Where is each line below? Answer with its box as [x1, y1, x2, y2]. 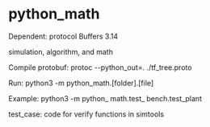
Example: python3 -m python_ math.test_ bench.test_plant [8, 93, 202, 103]
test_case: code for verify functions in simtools [8, 109, 164, 119]
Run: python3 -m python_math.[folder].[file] [8, 78, 154, 88]
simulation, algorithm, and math [8, 47, 113, 56]
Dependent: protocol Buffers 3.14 [8, 31, 119, 41]
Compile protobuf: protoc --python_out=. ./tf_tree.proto [8, 62, 192, 72]
